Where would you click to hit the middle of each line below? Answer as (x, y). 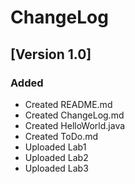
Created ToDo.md (61, 136)
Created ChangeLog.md (74, 115)
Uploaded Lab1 (55, 147)
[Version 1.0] (51, 54)
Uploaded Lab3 (56, 168)
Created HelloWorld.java (75, 125)
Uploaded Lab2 (56, 157)
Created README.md (68, 104)
